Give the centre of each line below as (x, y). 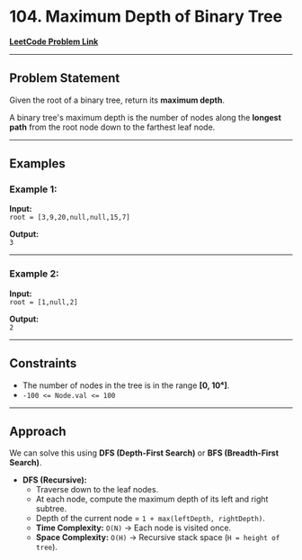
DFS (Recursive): (54, 480)
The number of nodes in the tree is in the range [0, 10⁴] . (126, 385)
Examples (37, 164)
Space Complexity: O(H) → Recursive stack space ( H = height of (158, 537)
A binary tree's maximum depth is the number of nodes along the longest (145, 117)
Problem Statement (65, 78)
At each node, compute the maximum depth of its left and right (152, 499)
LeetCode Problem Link (54, 41)
